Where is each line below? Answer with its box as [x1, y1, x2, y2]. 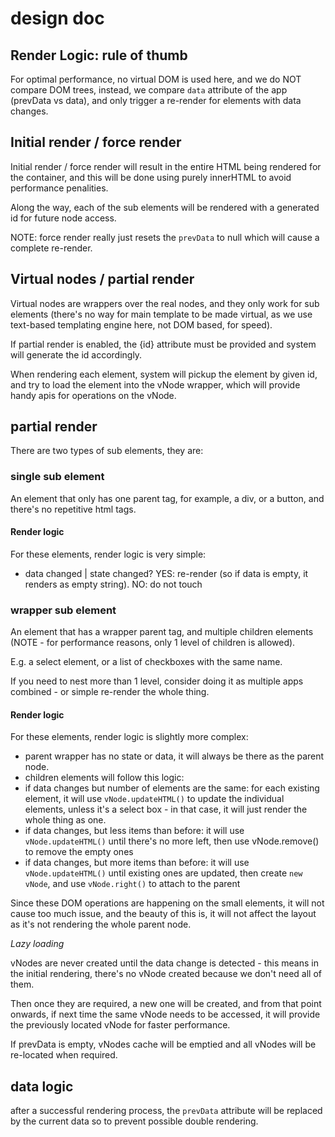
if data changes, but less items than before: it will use [24, 825, 245, 837]
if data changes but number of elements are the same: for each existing [24, 782, 320, 794]
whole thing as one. [24, 814, 107, 826]
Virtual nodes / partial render [10, 271, 195, 288]
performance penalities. [10, 182, 109, 194]
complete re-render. [10, 242, 93, 254]
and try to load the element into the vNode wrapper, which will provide [10, 378, 301, 391]
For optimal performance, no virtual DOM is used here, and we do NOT [10, 73, 302, 85]
